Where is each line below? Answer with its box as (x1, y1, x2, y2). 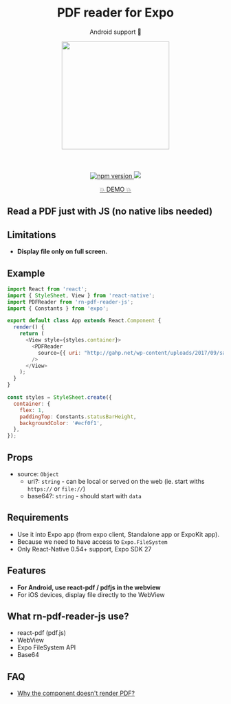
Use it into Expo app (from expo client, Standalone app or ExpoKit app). (16, 530, 220, 538)
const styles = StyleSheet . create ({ (7, 394, 112, 401)
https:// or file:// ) (27, 485, 86, 493)
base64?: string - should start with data (27, 492, 142, 500)
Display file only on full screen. (16, 247, 108, 256)
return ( (19, 330, 45, 338)
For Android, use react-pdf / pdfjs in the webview (16, 583, 161, 591)
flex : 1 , (19, 407, 45, 413)
